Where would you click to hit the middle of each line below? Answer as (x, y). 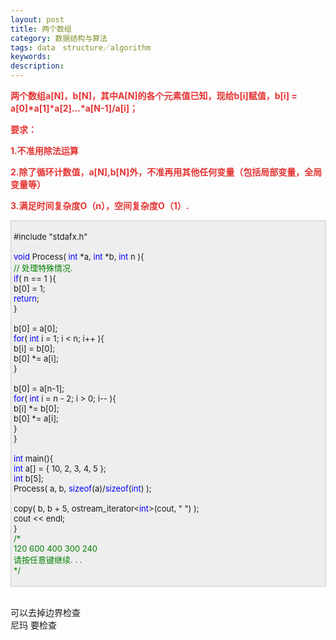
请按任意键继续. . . (48, 559)
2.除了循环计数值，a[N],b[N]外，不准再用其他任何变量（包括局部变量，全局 (166, 172)
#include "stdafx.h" (50, 236)
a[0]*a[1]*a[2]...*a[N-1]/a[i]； (74, 108)
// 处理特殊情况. (43, 267)
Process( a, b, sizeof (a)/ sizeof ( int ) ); (82, 488)
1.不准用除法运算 (44, 150)
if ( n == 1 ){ (35, 278)
